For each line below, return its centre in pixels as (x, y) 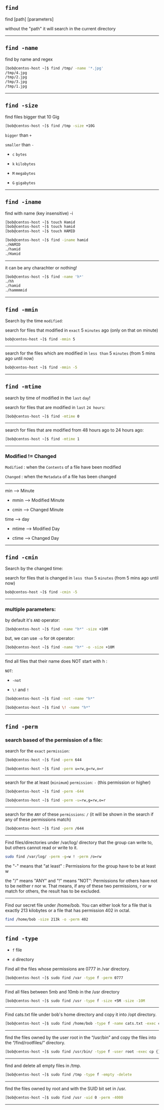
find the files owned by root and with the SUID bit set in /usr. (66, 1089)
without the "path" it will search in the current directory (61, 28)
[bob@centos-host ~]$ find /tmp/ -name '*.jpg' (54, 68)
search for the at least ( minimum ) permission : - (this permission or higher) (78, 783)
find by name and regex (29, 59)
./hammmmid (16, 290)
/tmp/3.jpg (16, 82)
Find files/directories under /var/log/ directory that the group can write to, (79, 843)
